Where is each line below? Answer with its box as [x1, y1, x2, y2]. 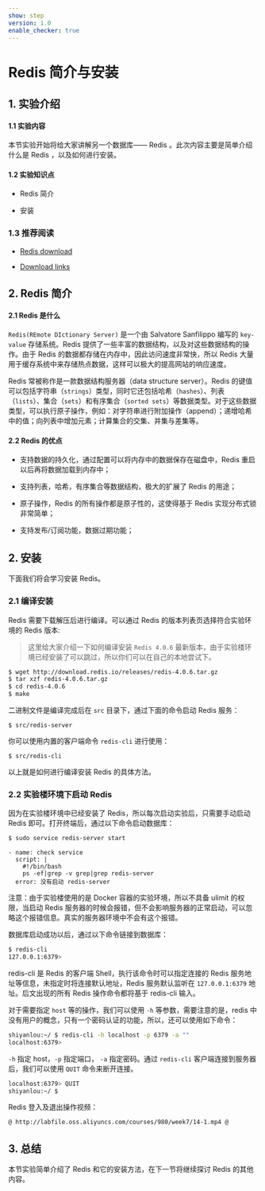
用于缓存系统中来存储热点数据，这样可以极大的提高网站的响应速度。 [8, 360, 231, 369]
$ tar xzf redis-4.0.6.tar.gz [8, 675, 109, 683]
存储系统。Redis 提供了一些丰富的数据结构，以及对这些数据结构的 [27, 340, 243, 349]
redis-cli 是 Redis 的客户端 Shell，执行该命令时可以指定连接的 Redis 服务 [8, 968, 245, 978]
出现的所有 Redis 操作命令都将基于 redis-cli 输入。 [35, 988, 200, 998]
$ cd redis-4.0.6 [8, 683, 66, 691]
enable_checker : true [8, 26, 80, 34]
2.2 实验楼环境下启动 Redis [8, 788, 113, 800]
